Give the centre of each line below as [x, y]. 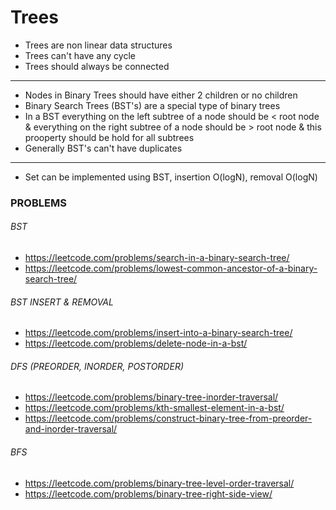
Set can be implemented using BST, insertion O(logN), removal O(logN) [171, 177]
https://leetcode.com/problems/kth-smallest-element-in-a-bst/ [154, 408]
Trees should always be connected [97, 66]
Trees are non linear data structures [98, 45]
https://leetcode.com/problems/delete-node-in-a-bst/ [136, 343]
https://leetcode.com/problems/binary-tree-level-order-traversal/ [159, 483]
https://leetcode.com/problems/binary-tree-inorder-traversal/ [151, 397]
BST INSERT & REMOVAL [62, 302]
